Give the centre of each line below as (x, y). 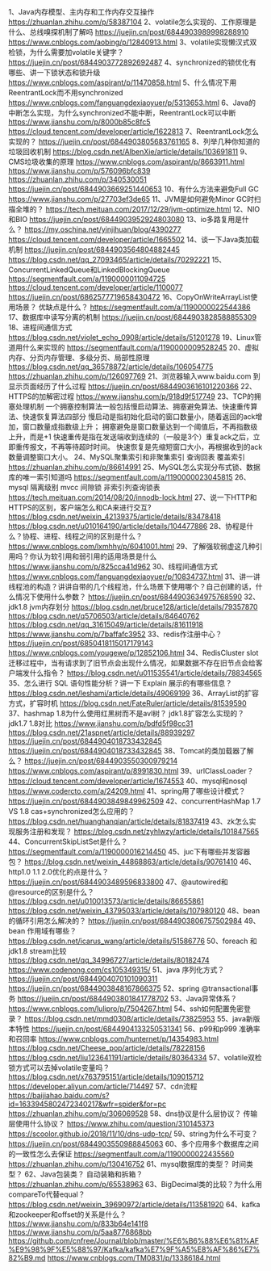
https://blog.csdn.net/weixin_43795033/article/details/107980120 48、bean (134, 910)
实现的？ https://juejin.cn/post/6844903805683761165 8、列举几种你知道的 (134, 141)
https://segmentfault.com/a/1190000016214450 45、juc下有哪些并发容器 (129, 852)
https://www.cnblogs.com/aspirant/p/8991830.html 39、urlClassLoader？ (131, 771)
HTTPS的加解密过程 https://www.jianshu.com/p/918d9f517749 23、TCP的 (131, 396)
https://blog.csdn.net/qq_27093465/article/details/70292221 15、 (117, 260)
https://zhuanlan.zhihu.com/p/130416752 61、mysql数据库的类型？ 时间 (127, 1164)
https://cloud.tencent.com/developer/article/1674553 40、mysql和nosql (128, 781)
